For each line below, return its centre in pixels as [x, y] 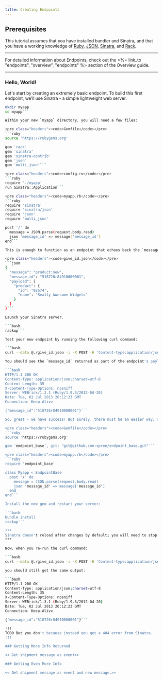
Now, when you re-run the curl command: [47, 548]
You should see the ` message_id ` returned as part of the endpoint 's [77, 361]
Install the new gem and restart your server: [53, 504]
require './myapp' [24, 183]
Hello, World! [21, 82]
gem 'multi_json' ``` [26, 165]
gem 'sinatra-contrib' [28, 156]
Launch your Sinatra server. [34, 317]
